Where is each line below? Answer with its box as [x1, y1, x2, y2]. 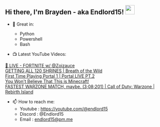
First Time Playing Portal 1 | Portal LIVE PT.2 [5, 73, 95, 79]
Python [19, 31, 35, 37]
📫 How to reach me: [12, 98, 55, 104]
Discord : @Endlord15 [19, 111, 64, 117]
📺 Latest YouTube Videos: [12, 51, 66, 57]
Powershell [19, 36, 43, 42]
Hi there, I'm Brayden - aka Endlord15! [5, 8, 124, 16]
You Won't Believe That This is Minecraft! [5, 78, 89, 84]
